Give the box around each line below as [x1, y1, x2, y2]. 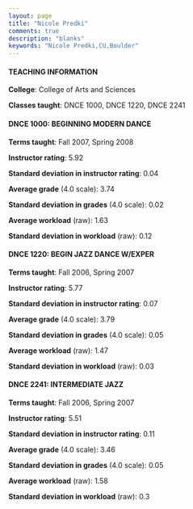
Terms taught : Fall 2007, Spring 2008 [8, 137, 134, 146]
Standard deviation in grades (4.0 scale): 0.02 [8, 200, 164, 209]
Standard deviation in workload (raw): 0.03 [8, 361, 155, 371]
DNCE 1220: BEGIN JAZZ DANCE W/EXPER [8, 250, 155, 259]
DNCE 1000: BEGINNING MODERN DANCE [8, 119, 152, 128]
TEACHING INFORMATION [8, 66, 99, 77]
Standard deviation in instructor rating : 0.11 [8, 429, 155, 439]
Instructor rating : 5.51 [8, 413, 82, 423]
